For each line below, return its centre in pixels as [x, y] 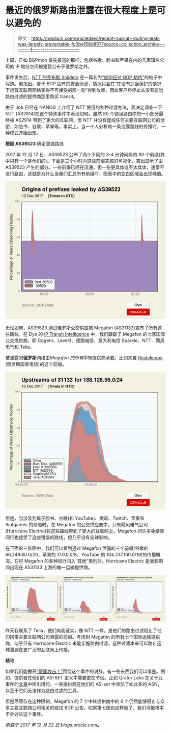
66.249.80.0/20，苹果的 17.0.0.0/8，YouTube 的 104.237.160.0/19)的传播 [81, 554]
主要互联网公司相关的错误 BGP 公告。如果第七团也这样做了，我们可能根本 [87, 708]
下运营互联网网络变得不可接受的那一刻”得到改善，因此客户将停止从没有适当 [84, 90]
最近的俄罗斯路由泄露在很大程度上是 [81, 10]
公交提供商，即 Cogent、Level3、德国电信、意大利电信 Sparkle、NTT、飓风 [85, 340]
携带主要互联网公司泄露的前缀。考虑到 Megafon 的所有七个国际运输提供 [85, 637]
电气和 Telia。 [20, 347]
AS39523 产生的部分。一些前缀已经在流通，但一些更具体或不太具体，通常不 [85, 167]
